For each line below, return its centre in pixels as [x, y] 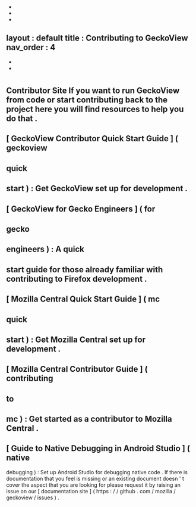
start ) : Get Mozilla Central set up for [76, 339]
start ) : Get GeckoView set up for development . [97, 189]
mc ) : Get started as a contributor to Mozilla [89, 419]
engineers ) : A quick [45, 249]
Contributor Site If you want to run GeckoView [93, 91]
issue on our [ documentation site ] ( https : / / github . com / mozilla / [91, 491]
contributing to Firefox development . [77, 279]
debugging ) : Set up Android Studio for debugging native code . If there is [97, 472]
